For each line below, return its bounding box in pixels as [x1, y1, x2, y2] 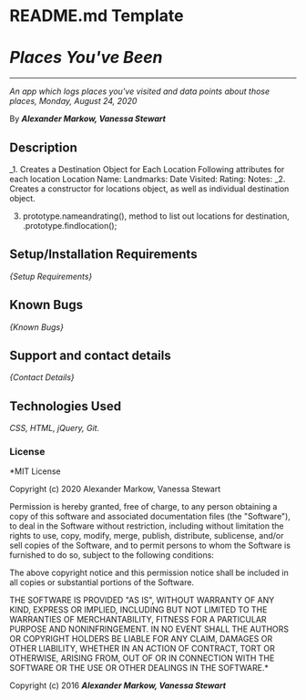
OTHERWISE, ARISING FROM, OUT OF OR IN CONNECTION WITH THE [9, 653, 275, 664]
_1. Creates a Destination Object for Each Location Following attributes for [9, 163, 285, 174]
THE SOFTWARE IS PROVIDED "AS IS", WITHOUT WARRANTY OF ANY [9, 594, 275, 606]
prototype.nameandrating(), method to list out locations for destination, [22, 211, 290, 221]
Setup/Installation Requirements [9, 247, 198, 262]
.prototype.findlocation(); [22, 220, 117, 231]
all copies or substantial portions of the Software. [9, 577, 194, 588]
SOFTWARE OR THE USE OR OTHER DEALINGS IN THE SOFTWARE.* [9, 663, 269, 674]
